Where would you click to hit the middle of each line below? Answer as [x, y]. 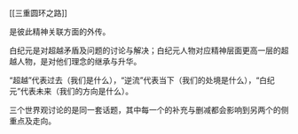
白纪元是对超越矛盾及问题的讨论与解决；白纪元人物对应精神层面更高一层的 [145, 50]
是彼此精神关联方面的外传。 [60, 32]
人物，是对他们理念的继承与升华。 [79, 61]
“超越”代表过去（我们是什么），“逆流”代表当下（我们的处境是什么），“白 [138, 80]
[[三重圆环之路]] [39, 13]
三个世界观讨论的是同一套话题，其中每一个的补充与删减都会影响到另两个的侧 [149, 110]
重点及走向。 [32, 121]
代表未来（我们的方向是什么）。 [77, 91]
